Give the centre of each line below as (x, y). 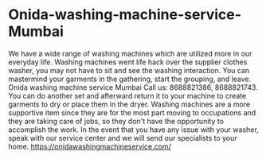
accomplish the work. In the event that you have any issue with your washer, (133, 130)
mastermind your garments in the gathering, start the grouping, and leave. (130, 79)
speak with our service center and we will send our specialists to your (123, 138)
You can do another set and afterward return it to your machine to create (127, 95)
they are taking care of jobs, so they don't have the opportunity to (116, 121)
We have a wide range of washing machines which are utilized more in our (130, 53)
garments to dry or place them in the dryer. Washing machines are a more (129, 104)
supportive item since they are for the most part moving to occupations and (132, 112)
